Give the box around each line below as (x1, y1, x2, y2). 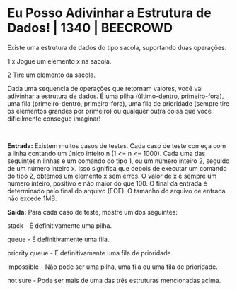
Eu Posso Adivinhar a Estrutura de (7, 5, 212, 21)
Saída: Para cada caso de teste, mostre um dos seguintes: (7, 207, 178, 216)
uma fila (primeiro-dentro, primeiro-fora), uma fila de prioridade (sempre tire (7, 99, 230, 107)
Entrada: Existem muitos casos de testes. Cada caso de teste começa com (7, 141, 226, 150)
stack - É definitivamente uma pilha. (7, 221, 112, 230)
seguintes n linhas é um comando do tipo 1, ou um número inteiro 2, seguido (7, 157, 230, 165)
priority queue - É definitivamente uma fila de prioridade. (7, 248, 173, 257)
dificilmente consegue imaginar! (7, 114, 101, 123)
